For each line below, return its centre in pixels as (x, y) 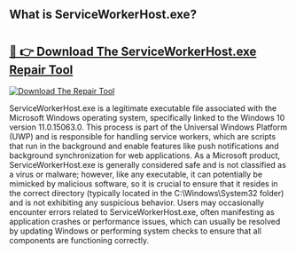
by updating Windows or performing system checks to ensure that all (135, 231)
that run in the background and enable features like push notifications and (144, 146)
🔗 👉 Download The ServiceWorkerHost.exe (133, 51)
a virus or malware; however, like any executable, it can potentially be (136, 174)
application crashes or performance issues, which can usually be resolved (145, 222)
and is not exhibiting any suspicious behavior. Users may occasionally (136, 202)
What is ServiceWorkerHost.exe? (103, 15)
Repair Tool (41, 70)
